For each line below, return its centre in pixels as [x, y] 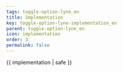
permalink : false [28, 46]
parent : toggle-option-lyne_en [46, 28]
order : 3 [17, 40]
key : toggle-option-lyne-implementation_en [62, 23]
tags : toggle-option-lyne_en [43, 12]
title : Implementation [35, 17]
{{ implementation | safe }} [39, 62]
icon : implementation [33, 34]
